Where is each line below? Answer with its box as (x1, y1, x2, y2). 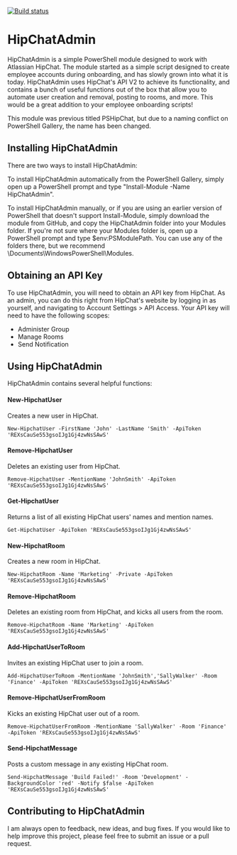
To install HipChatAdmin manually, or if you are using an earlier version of (7, 203, 222, 212)
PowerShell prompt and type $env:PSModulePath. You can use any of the (7, 234, 223, 242)
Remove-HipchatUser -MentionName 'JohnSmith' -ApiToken (7, 476, 176, 483)
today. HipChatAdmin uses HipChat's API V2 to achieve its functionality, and (7, 77, 230, 86)
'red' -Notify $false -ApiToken (57, 780, 154, 787)
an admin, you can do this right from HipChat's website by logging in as (7, 295, 216, 305)
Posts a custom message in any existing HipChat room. (7, 760, 169, 768)
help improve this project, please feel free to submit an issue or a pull (7, 832, 209, 840)
